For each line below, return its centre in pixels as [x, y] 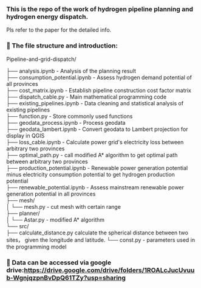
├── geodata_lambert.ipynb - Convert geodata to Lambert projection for [97, 129]
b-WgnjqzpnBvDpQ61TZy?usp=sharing [66, 278]
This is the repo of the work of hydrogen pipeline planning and [100, 9]
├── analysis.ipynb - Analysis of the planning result [71, 71]
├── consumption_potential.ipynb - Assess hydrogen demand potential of [99, 77]
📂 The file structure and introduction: [62, 46]
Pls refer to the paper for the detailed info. [59, 30]
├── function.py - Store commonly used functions [70, 116]
